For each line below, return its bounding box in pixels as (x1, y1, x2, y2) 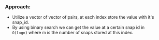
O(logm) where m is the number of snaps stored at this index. (12, 30, 134, 36)
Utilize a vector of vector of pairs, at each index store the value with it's (12, 14, 154, 20)
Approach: (5, 3, 31, 10)
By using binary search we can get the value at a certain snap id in (12, 25, 145, 30)
